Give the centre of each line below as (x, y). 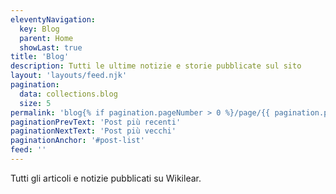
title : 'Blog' (40, 57)
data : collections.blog (68, 94)
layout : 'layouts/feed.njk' (69, 76)
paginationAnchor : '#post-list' (77, 141)
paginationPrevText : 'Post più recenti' (96, 122)
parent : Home (46, 38)
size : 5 (35, 103)
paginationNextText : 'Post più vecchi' (93, 131)
